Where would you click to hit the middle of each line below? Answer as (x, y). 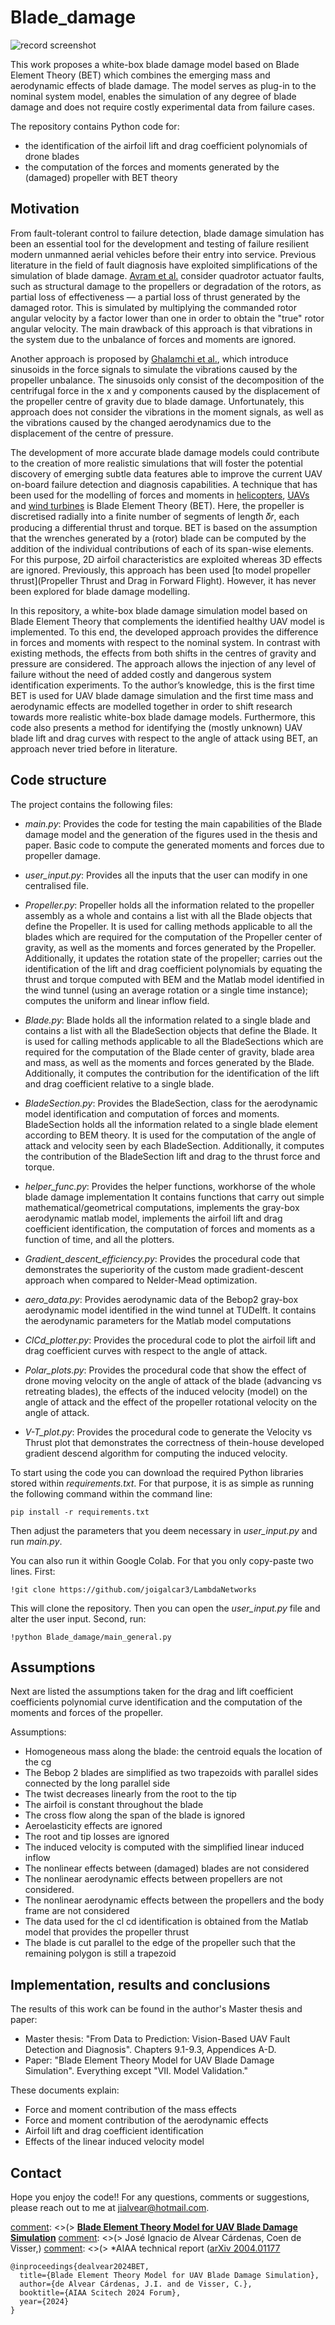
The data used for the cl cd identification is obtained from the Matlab (166, 1922)
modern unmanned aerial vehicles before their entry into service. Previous (163, 254)
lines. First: (33, 1571)
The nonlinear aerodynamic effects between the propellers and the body (174, 1900)
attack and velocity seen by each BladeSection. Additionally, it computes (174, 1145)
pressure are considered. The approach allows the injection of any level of (163, 663)
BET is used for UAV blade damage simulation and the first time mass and (162, 695)
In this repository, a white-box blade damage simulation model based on (159, 610)
